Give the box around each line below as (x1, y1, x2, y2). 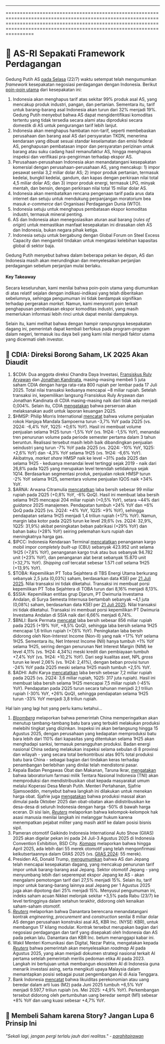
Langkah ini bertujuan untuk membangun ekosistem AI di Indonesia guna (12, 961, 160, 967)
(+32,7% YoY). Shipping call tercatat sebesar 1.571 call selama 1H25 (12, 559, 150, 565)
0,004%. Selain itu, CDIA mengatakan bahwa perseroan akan (12, 402, 137, 409)
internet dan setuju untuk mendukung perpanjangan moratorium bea (12, 196, 151, 201)
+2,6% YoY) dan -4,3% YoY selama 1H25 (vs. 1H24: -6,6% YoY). (12, 450, 142, 456)
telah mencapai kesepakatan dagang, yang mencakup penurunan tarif (12, 861, 155, 867)
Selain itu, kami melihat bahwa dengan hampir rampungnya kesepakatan (5, 321, 152, 326)
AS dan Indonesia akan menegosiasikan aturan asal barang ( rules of (12, 216, 150, 222)
